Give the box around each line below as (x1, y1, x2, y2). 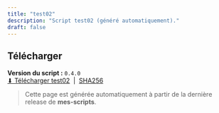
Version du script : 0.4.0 (7, 69, 81, 77)
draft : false (7, 23, 46, 31)
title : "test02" (7, 10, 55, 18)
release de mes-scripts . (24, 97, 97, 107)
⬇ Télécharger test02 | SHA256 (7, 76, 104, 85)
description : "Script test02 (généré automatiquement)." (7, 17, 180, 24)
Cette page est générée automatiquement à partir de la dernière (24, 90, 213, 99)
